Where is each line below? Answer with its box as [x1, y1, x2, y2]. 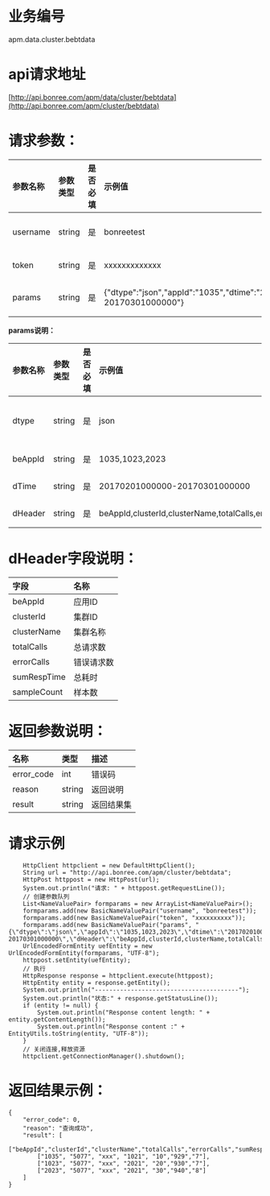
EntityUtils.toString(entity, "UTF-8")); [8, 1029, 149, 1037]
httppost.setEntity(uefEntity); [22, 956, 131, 964]
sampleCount [12, 686, 63, 697]
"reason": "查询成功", [22, 1124, 94, 1132]
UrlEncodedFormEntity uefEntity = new [22, 941, 153, 950]
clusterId [12, 610, 46, 622]
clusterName [12, 626, 61, 637]
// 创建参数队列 [22, 892, 70, 900]
